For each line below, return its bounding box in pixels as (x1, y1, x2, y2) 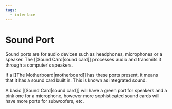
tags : (5, 7, 17, 13)
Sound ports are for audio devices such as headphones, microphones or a (5, 51, 163, 57)
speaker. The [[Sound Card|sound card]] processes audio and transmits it (5, 57, 162, 63)
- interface (10, 12, 36, 17)
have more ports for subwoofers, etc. (5, 98, 84, 104)
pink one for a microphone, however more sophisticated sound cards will (5, 93, 160, 99)
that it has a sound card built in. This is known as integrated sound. (5, 77, 147, 83)
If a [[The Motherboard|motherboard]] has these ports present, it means (5, 72, 158, 78)
